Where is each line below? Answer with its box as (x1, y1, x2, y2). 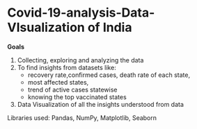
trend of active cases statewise (27, 85, 118, 94)
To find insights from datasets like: (17, 63, 116, 71)
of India (87, 19, 132, 35)
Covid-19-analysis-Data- (7, 5, 155, 21)
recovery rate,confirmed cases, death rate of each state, (27, 71, 190, 79)
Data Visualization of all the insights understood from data (17, 100, 184, 108)
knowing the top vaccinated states (27, 92, 127, 101)
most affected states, (27, 78, 89, 86)
